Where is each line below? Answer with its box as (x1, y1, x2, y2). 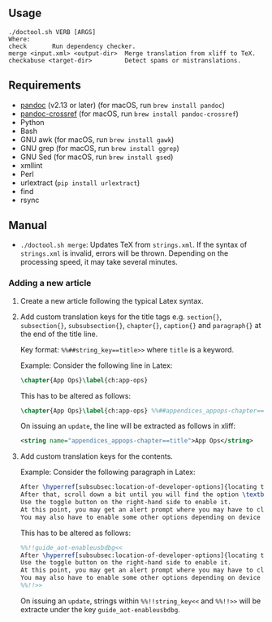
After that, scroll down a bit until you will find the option (19, 490, 240, 499)
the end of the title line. (19, 329, 98, 339)
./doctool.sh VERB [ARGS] (8, 28, 96, 36)
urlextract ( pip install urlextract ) (19, 178, 140, 188)
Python (19, 117, 45, 127)
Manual (8, 218, 47, 232)
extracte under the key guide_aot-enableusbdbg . (19, 604, 180, 614)
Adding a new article (8, 278, 92, 289)
